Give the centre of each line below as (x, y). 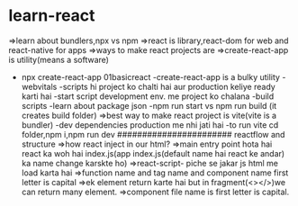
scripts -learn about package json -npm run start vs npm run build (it (149, 105)
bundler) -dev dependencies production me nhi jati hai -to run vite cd (150, 125)
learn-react (52, 16)
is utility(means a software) (59, 59)
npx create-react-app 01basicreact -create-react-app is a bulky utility (151, 76)
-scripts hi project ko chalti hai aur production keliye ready (167, 86)
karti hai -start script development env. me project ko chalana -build (148, 96)
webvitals (39, 86)
